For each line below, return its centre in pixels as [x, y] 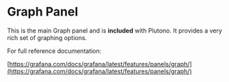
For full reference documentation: [54, 51]
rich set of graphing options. [47, 37]
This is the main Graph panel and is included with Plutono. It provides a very [114, 30]
